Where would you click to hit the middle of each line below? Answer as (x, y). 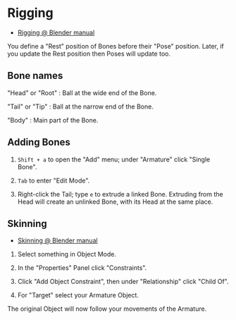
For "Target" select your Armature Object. (78, 295)
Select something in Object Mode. (67, 254)
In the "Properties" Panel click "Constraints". (82, 268)
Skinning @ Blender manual (57, 240)
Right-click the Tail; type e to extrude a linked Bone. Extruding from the (120, 194)
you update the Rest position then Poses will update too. (89, 54)
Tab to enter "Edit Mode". (54, 180)
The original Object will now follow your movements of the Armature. (107, 309)
